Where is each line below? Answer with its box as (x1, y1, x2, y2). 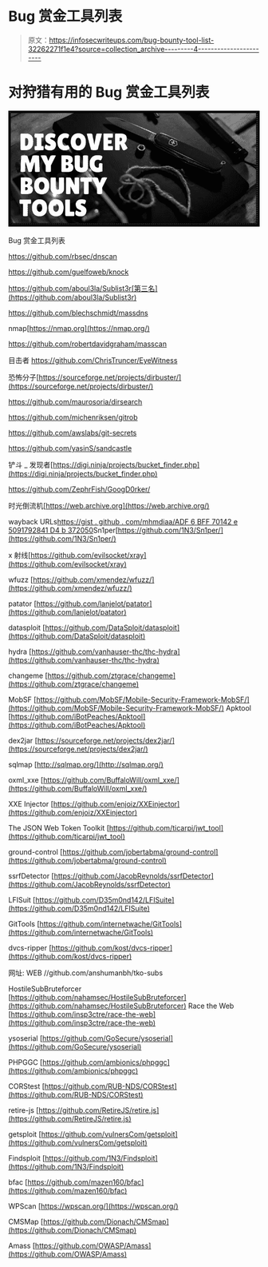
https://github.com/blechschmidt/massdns (8, 309, 149, 318)
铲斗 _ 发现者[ (8, 460, 53, 470)
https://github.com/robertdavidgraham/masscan (8, 339, 167, 349)
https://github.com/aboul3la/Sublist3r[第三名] (8, 284, 158, 293)
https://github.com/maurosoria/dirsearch (8, 397, 143, 407)
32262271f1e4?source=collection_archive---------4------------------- (27, 44, 259, 54)
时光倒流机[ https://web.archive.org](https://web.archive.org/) (8, 501, 210, 511)
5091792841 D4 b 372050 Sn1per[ (8, 525, 118, 536)
